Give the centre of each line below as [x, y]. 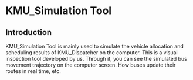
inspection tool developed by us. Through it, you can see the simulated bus [96, 59]
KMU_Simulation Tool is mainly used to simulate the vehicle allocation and [95, 46]
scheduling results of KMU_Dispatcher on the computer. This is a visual [92, 53]
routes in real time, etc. [33, 71]
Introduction [29, 32]
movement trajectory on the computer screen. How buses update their [91, 65]
